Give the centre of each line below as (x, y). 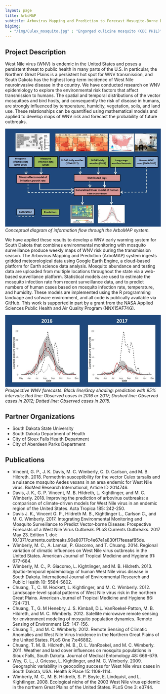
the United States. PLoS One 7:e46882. (52, 640)
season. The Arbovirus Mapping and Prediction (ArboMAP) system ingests (81, 256)
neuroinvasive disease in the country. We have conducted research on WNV (83, 85)
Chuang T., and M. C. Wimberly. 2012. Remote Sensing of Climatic (80, 629)
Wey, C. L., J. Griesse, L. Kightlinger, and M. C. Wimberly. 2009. (77, 661)
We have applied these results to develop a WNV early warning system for (81, 240)
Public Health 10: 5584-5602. (42, 582)
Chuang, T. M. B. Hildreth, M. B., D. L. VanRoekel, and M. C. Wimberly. (83, 645)
